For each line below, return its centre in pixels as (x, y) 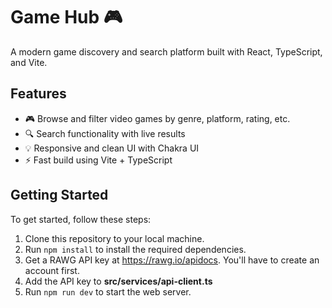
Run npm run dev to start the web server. (108, 291)
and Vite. (29, 62)
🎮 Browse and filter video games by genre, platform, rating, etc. (157, 118)
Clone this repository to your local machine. (114, 238)
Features (38, 94)
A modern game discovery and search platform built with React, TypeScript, (166, 51)
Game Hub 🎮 (66, 17)
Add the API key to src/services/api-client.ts (118, 281)
